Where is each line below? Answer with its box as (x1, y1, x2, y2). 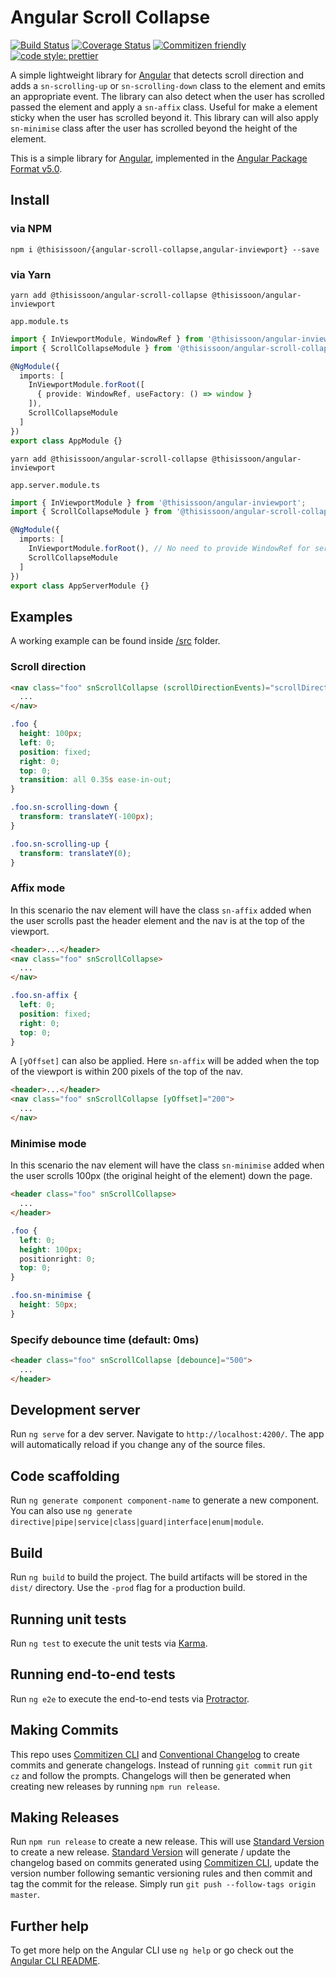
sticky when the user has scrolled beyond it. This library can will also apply (10, 111, 319, 123)
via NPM (10, 222, 52, 236)
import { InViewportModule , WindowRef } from (10, 334, 203, 344)
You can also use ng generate (10, 1505, 133, 1517)
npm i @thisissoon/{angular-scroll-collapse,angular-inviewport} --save (10, 244, 320, 255)
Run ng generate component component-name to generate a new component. (10, 1494, 320, 1506)
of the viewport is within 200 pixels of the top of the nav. (10, 1066, 243, 1078)
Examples (10, 608, 73, 625)
